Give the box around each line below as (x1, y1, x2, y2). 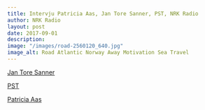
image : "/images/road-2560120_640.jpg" (7, 42, 124, 49)
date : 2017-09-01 (7, 29, 58, 37)
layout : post (7, 23, 45, 30)
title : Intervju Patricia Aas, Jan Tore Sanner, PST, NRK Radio (7, 10, 199, 17)
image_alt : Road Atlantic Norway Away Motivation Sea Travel (7, 49, 190, 56)
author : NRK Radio (7, 17, 61, 24)
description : (7, 36, 45, 43)
